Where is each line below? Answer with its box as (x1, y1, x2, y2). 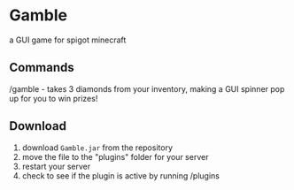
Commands (9, 60, 75, 75)
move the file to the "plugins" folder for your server (21, 151, 209, 162)
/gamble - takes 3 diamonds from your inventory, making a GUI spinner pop (9, 83, 285, 94)
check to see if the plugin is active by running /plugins (21, 170, 220, 181)
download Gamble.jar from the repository (21, 142, 173, 153)
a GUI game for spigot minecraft (9, 34, 127, 45)
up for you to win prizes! (9, 93, 98, 103)
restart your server (21, 161, 91, 171)
